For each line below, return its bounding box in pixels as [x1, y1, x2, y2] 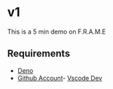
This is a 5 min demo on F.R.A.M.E [7, 27, 107, 36]
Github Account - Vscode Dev [17, 74, 102, 82]
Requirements [7, 48, 70, 60]
